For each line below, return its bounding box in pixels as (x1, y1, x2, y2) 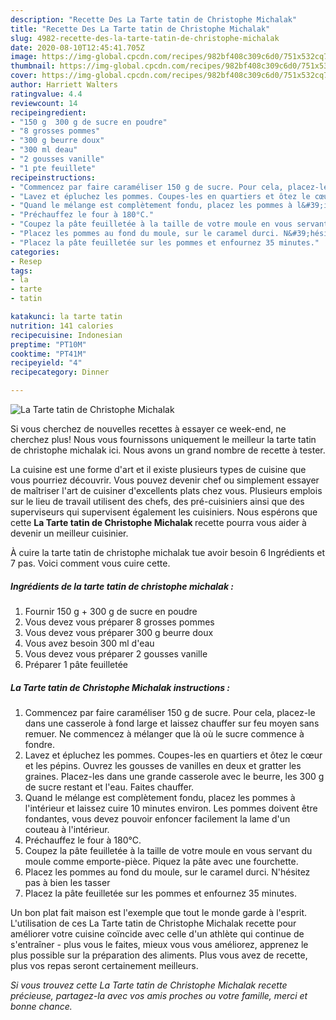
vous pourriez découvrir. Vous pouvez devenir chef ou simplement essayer (10, 474, 320, 486)
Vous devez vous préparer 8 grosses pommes (24, 616, 215, 628)
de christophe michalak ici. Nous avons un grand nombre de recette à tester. (10, 444, 326, 456)
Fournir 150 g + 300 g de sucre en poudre (24, 605, 198, 617)
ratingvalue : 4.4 (10, 89, 83, 99)
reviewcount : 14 (10, 98, 78, 108)
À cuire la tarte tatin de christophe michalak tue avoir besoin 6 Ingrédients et (10, 547, 326, 558)
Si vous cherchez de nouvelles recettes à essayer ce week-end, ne (10, 423, 287, 435)
